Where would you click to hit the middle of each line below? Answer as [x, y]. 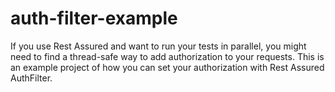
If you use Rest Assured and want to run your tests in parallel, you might [158, 46]
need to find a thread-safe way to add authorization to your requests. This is [167, 56]
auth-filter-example [94, 18]
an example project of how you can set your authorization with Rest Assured [167, 67]
